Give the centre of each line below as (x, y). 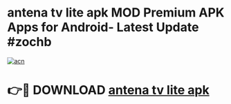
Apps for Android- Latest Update (103, 27)
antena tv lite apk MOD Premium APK (116, 13)
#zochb (29, 42)
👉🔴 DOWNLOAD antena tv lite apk (108, 90)
